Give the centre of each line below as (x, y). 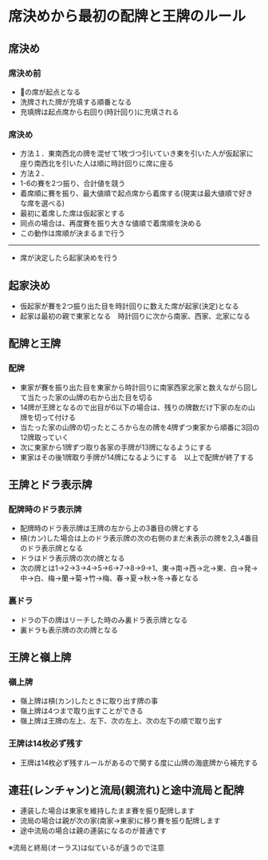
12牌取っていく (44, 437)
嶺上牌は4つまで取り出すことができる (81, 711)
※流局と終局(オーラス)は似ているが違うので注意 (87, 848)
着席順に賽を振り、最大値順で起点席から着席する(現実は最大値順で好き (136, 193)
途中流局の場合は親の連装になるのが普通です (93, 830)
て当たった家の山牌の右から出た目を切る (86, 397)
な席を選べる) (42, 204)
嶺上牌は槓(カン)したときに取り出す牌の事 (89, 701)
